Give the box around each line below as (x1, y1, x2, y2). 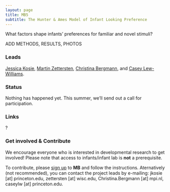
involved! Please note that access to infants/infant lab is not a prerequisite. (5, 154, 162, 161)
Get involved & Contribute (5, 137, 71, 145)
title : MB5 (5, 12, 29, 17)
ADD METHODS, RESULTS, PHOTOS (5, 41, 82, 47)
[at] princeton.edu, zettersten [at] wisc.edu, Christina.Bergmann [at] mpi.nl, (5, 175, 164, 181)
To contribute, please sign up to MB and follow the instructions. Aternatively (5, 164, 165, 171)
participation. (5, 100, 33, 106)
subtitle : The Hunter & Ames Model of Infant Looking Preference (5, 17, 147, 22)
